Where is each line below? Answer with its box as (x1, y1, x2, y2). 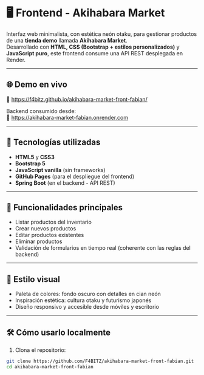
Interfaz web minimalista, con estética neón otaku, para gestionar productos (6, 30, 197, 38)
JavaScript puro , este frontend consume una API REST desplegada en (6, 49, 183, 57)
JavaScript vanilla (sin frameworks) (15, 166, 106, 173)
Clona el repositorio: (15, 346, 66, 354)
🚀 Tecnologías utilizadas (6, 137, 101, 148)
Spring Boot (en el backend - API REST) (15, 179, 115, 187)
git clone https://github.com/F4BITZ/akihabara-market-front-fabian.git (6, 358, 194, 364)
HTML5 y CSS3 (15, 153, 55, 160)
